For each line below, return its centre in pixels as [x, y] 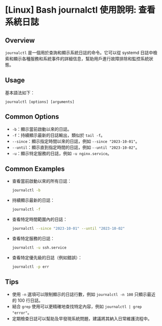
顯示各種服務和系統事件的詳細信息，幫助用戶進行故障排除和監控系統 [81, 59]
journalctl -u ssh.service [39, 248]
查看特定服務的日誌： [33, 239]
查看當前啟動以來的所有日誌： [42, 181]
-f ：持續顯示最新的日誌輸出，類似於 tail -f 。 [59, 135]
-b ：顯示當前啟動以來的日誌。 [42, 129]
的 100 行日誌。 [28, 300]
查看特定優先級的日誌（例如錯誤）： [47, 257]
